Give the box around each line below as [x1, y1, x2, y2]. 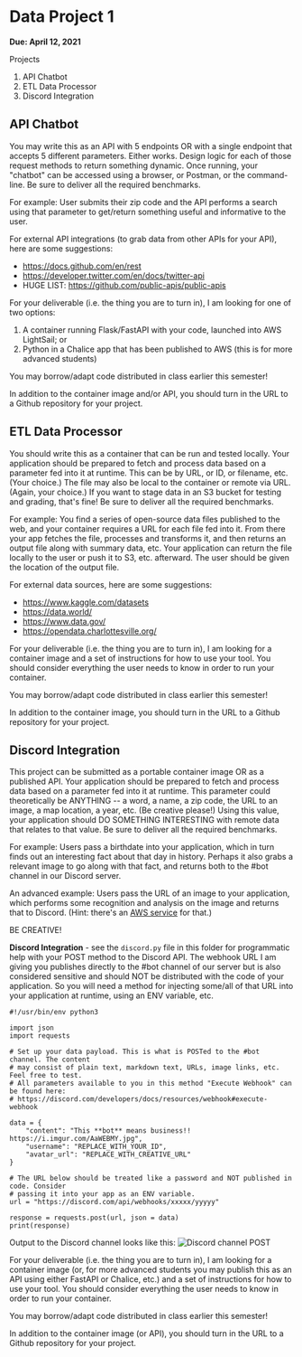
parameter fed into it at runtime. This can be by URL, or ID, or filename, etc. [9, 467, 288, 478]
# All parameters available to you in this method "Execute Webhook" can [9, 1079, 293, 1088]
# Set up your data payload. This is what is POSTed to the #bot [9, 1047, 260, 1057]
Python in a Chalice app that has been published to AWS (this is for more [22, 344, 293, 354]
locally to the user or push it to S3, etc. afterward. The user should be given [9, 551, 290, 562]
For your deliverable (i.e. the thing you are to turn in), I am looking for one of [9, 297, 291, 308]
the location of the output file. [9, 561, 120, 572]
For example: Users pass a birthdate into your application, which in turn [9, 842, 275, 853]
